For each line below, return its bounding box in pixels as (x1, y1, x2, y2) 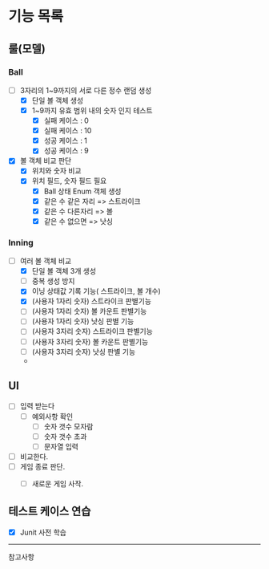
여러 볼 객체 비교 (19, 256, 72, 266)
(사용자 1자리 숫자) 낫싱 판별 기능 (31, 316, 134, 326)
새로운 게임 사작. (31, 478, 84, 488)
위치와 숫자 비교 (31, 166, 82, 176)
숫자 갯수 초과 (43, 431, 87, 441)
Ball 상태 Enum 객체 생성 (43, 186, 122, 196)
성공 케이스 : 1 (43, 136, 88, 145)
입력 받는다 (19, 401, 55, 411)
